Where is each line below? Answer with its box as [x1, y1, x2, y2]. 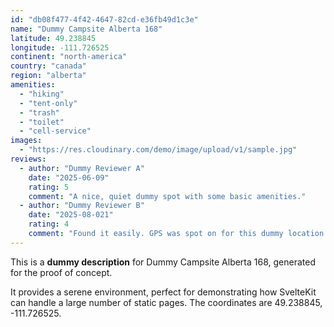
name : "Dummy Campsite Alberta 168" [10, 24, 163, 34]
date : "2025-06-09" [28, 172, 110, 183]
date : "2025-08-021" [28, 210, 114, 220]
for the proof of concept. [10, 266, 113, 278]
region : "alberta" [10, 71, 87, 81]
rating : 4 [28, 219, 70, 230]
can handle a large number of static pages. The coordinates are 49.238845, [10, 296, 323, 308]
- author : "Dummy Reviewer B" [19, 201, 145, 211]
